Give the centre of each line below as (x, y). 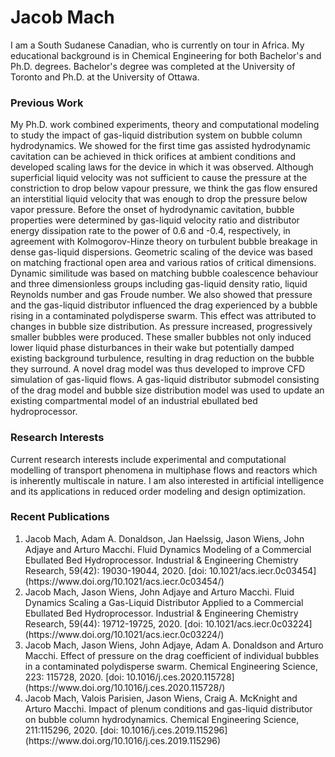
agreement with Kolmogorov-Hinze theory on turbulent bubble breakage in (164, 242)
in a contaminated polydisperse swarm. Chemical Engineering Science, (171, 666)
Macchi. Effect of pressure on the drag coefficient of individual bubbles (172, 655)
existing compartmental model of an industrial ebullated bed (134, 401)
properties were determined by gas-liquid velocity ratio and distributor (155, 220)
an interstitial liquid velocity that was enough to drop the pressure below (159, 199)
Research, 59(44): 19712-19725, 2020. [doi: (113, 623)
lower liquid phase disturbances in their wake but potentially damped (152, 348)
